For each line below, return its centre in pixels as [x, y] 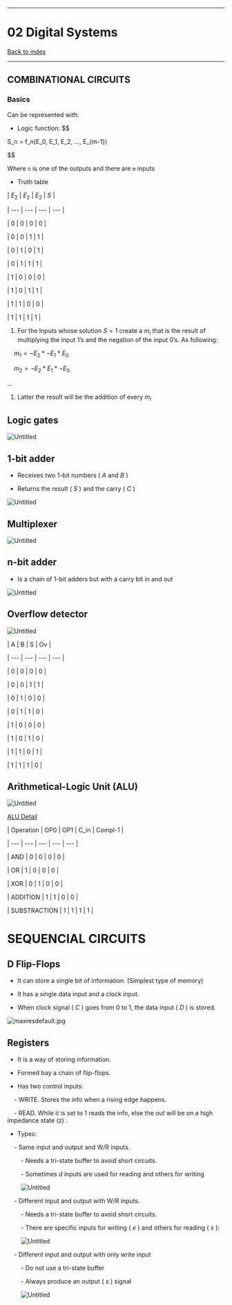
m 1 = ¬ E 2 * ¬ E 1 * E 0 [41, 354]
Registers [28, 1043]
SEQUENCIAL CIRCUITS [77, 938]
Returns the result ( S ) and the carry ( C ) [76, 489]
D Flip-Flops [34, 964]
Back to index [27, 51]
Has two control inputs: [50, 1086]
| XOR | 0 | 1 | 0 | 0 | [35, 884]
